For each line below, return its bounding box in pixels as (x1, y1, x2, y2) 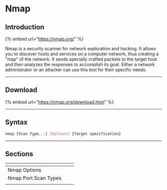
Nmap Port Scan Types (7, 175, 62, 182)
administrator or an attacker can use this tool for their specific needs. (5, 67, 147, 73)
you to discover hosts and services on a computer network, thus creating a (5, 51, 159, 57)
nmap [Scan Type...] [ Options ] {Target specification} (5, 131, 121, 136)
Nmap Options (7, 167, 41, 174)
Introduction (5, 23, 45, 31)
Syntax (5, 118, 28, 127)
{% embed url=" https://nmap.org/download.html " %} (5, 99, 114, 105)
